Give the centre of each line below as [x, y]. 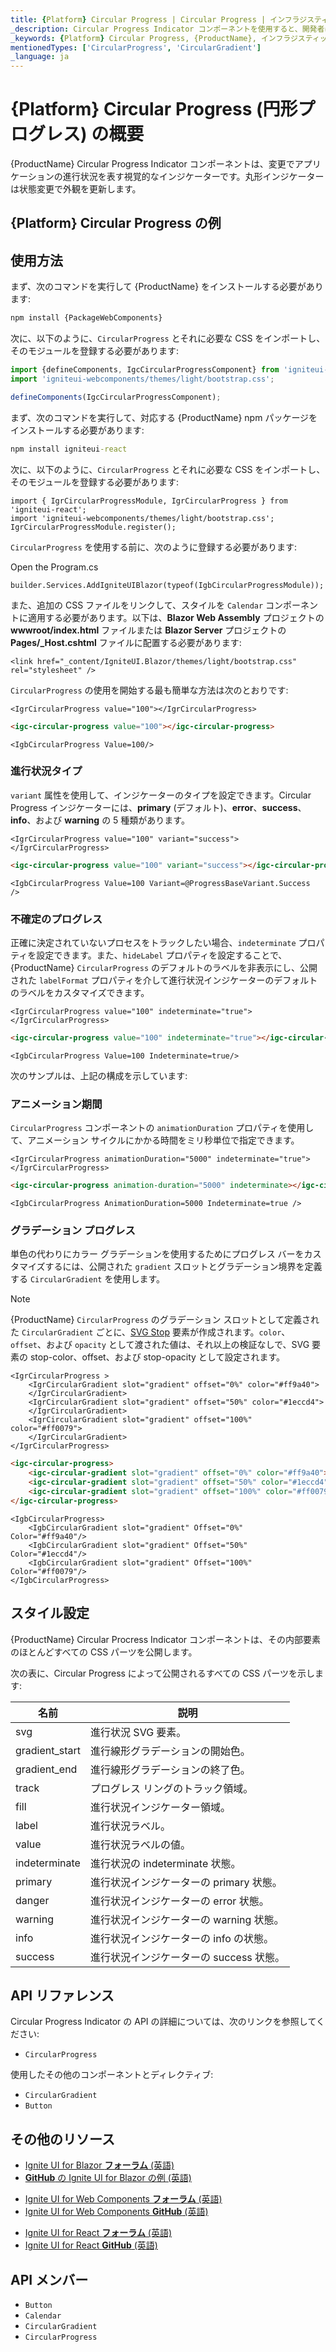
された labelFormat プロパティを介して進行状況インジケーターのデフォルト [164, 980]
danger [32, 1900]
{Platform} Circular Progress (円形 [154, 109]
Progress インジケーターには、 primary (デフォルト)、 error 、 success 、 [158, 807]
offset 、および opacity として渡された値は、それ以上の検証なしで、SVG [160, 1345]
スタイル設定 [50, 1613]
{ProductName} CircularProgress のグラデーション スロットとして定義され [165, 1320]
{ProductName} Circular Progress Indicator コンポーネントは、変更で [152, 164]
